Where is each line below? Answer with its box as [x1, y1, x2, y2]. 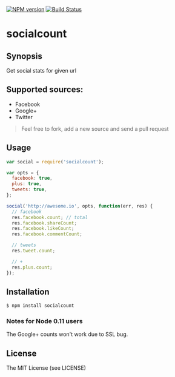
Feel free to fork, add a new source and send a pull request [21, 125, 169, 133]
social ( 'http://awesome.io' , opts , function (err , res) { [6, 203, 153, 209]
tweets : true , [12, 186, 47, 193]
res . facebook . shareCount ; [12, 220, 78, 226]
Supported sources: [6, 85, 84, 95]
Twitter [15, 113, 33, 120]
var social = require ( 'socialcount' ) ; [6, 159, 104, 165]
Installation [6, 286, 50, 297]
